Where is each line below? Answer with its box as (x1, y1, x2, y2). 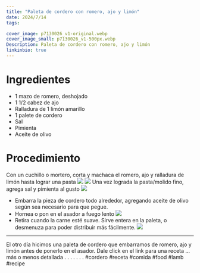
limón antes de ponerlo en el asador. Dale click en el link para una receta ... (6, 247, 190, 254)
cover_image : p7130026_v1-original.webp (6, 30, 108, 36)
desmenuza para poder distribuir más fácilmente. (14, 224, 136, 231)
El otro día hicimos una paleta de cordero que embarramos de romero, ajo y (6, 241, 192, 248)
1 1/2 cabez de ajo (14, 99, 60, 106)
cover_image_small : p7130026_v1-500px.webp (6, 36, 116, 42)
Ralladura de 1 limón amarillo (14, 105, 85, 112)
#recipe (6, 260, 26, 267)
